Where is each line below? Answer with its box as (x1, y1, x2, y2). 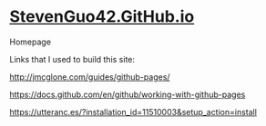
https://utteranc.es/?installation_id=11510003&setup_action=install (9, 106, 258, 117)
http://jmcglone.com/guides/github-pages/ (9, 71, 170, 82)
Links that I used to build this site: (9, 53, 135, 64)
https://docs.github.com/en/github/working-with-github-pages (9, 89, 246, 100)
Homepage (9, 36, 52, 47)
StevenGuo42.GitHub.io (9, 6, 195, 27)
